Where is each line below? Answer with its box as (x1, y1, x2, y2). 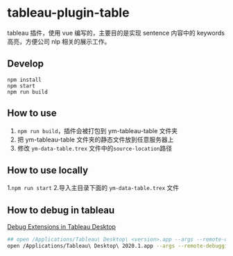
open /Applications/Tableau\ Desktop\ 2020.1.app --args (7, 243, 175, 250)
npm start (7, 82, 36, 89)
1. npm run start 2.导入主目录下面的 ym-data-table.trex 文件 (7, 184, 180, 192)
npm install (7, 76, 42, 83)
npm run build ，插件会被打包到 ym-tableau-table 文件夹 (17, 126, 178, 135)
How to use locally (7, 164, 89, 176)
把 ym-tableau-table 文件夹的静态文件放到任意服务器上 (17, 135, 174, 144)
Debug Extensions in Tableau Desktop (7, 223, 116, 231)
